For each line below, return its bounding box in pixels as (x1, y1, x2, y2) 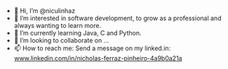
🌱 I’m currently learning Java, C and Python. (13, 29, 142, 37)
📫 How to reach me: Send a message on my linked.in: (13, 44, 171, 52)
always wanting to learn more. (13, 22, 102, 29)
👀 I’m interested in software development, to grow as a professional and (13, 14, 222, 22)
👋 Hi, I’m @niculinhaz (13, 7, 76, 15)
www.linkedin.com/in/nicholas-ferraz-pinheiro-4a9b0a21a (13, 54, 182, 62)
